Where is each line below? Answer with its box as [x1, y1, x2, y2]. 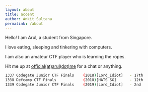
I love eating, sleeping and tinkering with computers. [5, 44, 113, 50]
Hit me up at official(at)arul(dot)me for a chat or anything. [5, 63, 123, 69]
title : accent [5, 12, 35, 17]
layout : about [5, 7, 35, 12]
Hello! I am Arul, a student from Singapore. [5, 35, 92, 41]
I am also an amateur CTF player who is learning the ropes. [5, 54, 126, 60]
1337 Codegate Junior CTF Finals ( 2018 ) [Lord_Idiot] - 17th [5, 73, 143, 78]
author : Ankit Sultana [5, 16, 52, 21]
